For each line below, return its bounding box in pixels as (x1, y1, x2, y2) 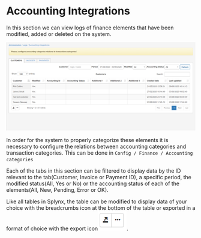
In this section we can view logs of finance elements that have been (6, 24, 174, 31)
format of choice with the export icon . (6, 225, 129, 232)
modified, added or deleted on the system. (6, 30, 112, 37)
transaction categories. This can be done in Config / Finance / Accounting (6, 149, 193, 156)
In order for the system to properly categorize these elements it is (6, 136, 169, 143)
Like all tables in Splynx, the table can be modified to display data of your (6, 198, 187, 205)
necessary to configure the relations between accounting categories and (6, 143, 187, 150)
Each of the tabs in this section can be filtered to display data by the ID (6, 167, 181, 174)
